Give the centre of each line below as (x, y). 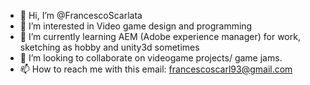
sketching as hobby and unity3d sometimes (109, 47)
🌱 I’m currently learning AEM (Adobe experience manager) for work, (160, 36)
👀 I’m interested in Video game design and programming (136, 26)
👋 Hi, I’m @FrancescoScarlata (81, 15)
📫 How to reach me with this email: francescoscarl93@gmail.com (156, 69)
